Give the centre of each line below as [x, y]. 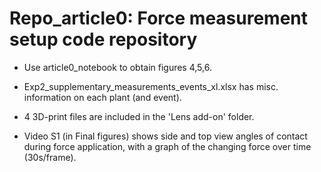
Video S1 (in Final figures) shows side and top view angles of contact [165, 136]
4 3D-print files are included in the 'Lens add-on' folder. [139, 116]
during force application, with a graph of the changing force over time [167, 146]
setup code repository [103, 39]
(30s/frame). [50, 157]
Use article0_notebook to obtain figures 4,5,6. [117, 67]
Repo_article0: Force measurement [159, 18]
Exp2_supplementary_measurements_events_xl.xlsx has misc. [151, 86]
